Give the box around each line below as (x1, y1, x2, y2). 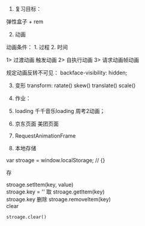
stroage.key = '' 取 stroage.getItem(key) (6, 188, 105, 195)
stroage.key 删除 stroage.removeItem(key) (6, 196, 111, 203)
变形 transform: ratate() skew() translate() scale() (14, 82, 136, 89)
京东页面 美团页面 (14, 120, 59, 127)
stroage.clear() (6, 214, 47, 220)
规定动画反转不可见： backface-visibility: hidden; (6, 69, 128, 76)
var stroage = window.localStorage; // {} (6, 157, 105, 163)
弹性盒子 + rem (6, 18, 44, 25)
